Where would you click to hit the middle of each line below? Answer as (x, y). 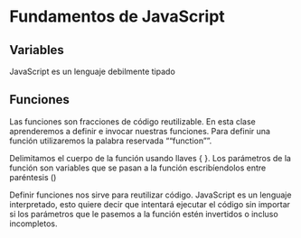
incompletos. (33, 224)
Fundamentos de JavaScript (118, 17)
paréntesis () (33, 177)
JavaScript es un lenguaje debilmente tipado (93, 71)
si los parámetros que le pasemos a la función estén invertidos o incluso (144, 214)
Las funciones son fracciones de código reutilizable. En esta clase (132, 121)
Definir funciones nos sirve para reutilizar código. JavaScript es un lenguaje (150, 195)
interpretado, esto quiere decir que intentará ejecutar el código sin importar (150, 204)
